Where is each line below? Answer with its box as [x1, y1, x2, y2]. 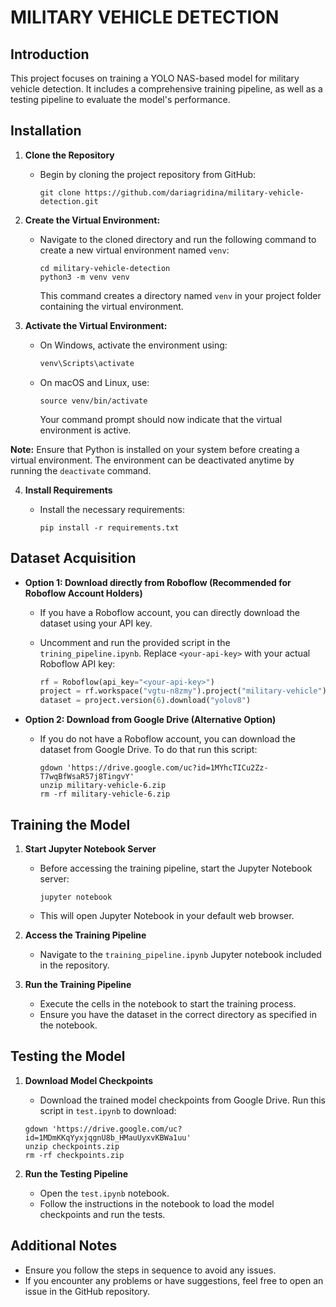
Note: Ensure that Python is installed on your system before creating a [10, 443, 300, 455]
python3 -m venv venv [39, 272, 130, 282]
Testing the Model [10, 1048, 126, 1065]
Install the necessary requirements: [39, 503, 185, 515]
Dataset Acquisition [10, 550, 137, 567]
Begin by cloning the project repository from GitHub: [39, 168, 257, 180]
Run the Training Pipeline [24, 978, 132, 990]
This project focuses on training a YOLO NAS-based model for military [10, 72, 300, 84]
